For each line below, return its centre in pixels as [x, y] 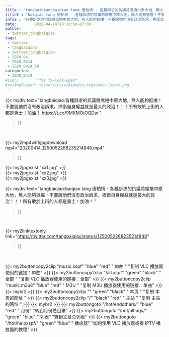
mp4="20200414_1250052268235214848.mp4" [55, 148]
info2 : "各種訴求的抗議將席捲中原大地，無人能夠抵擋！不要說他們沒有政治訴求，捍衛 [83, 19]
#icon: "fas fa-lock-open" [41, 80]
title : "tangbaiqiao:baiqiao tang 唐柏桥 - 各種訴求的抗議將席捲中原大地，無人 [84, 10]
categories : [18, 71]
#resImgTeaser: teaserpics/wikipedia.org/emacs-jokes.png [67, 85]
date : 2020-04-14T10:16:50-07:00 [48, 24]
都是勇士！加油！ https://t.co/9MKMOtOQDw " [53, 113]
